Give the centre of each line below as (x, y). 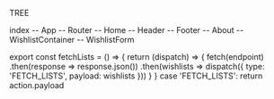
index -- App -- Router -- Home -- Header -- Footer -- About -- (127, 30)
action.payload (37, 85)
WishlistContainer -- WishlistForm (72, 40)
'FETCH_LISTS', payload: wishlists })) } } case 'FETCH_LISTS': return (136, 76)
